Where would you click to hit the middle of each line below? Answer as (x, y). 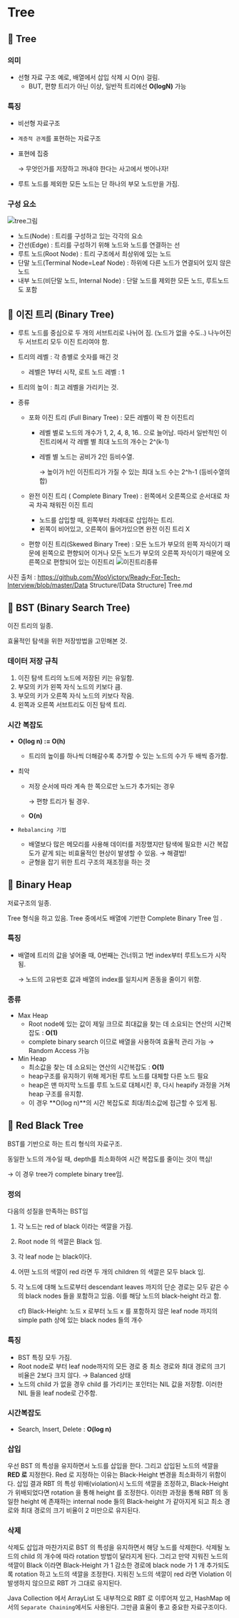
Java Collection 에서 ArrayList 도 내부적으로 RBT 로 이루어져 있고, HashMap (115, 1598)
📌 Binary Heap (40, 885)
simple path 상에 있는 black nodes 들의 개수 (80, 1320)
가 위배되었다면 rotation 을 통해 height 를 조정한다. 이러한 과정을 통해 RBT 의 (114, 1492)
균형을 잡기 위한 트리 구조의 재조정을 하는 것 (89, 862)
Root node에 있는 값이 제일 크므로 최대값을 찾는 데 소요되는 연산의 (120, 1024)
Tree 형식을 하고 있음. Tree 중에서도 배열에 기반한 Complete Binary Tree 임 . (115, 918)
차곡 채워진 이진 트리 (65, 505)
